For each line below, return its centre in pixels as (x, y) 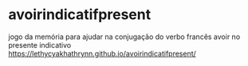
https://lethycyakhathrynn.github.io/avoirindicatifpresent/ (102, 53)
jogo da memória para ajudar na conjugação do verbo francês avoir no (124, 37)
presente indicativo (40, 45)
